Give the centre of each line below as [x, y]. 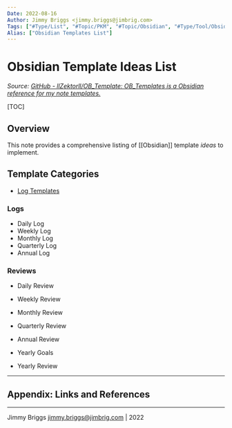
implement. [23, 152]
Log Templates [38, 191]
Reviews [22, 271]
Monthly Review [40, 313]
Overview [29, 128]
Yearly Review [37, 366]
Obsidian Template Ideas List [92, 67]
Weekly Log [34, 231]
